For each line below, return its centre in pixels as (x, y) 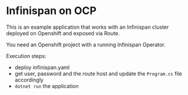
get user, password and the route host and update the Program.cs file (98, 73)
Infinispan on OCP (51, 11)
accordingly (29, 80)
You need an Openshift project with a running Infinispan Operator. (86, 45)
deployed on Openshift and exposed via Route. (63, 33)
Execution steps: (26, 56)
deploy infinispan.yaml (42, 67)
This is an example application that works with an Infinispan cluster (88, 27)
